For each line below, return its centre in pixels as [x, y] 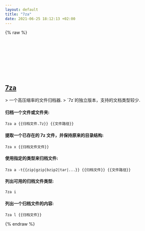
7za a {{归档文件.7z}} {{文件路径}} [39, 124]
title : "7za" [18, 14]
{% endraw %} [20, 224]
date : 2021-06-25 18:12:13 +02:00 [40, 19]
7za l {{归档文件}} [24, 215]
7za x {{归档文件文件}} [27, 147]
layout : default [22, 10]
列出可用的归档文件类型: [29, 181]
